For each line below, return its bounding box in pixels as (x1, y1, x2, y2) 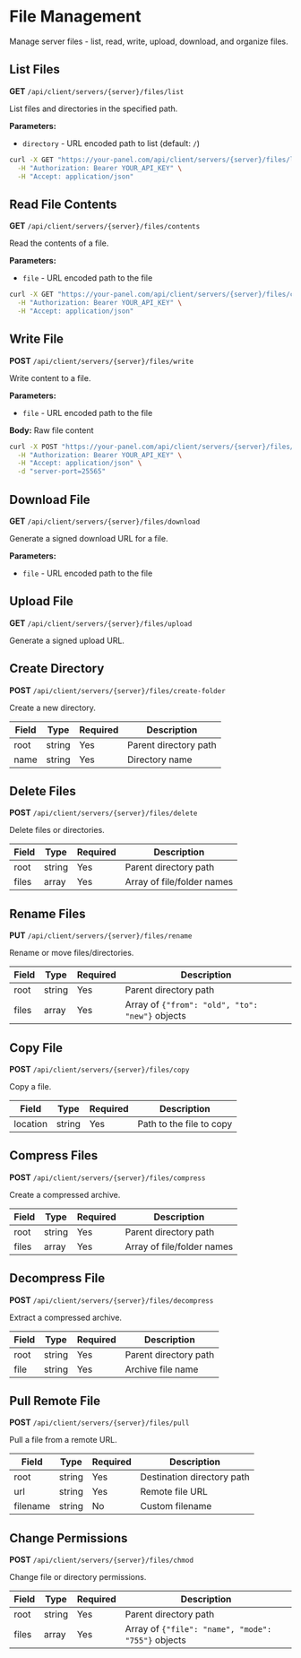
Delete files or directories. (9, 825, 105, 836)
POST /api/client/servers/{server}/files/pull (9, 1417, 190, 1428)
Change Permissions (9, 1531, 128, 1546)
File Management (9, 6, 142, 27)
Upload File (9, 594, 74, 609)
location (13, 1118, 47, 1130)
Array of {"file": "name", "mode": (125, 1623, 272, 1636)
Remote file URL (140, 1486, 208, 1498)
